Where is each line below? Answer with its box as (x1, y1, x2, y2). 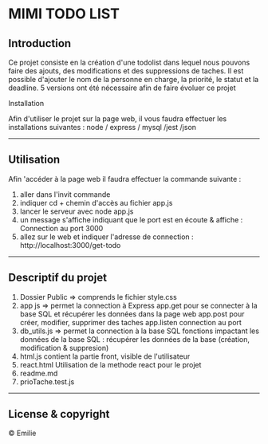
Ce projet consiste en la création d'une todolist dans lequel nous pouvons (8, 57, 250, 67)
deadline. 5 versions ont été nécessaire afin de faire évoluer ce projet (8, 83, 237, 92)
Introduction (8, 37, 72, 50)
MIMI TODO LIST (8, 5, 120, 23)
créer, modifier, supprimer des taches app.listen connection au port (19, 317, 242, 327)
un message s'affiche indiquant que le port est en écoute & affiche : (19, 214, 243, 224)
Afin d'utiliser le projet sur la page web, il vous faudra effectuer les (8, 114, 227, 124)
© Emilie (8, 428, 37, 438)
